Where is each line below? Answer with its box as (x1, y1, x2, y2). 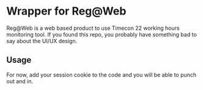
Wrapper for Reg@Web (6, 4, 127, 18)
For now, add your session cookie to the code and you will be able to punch (6, 71, 197, 78)
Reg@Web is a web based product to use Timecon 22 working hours (6, 24, 180, 32)
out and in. (6, 77, 34, 85)
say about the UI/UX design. (6, 37, 78, 44)
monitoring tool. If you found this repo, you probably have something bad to (6, 30, 197, 38)
